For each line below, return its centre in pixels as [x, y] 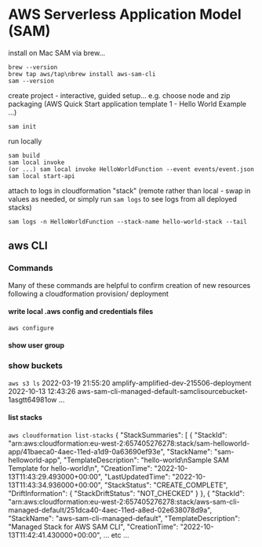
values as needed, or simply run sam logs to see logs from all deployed [123, 199]
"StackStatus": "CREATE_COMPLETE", [166, 485]
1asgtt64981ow [33, 399]
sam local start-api [42, 176]
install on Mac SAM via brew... [57, 53]
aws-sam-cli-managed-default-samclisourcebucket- [163, 391]
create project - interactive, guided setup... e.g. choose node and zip [119, 95]
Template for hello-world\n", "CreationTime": [80, 468]
